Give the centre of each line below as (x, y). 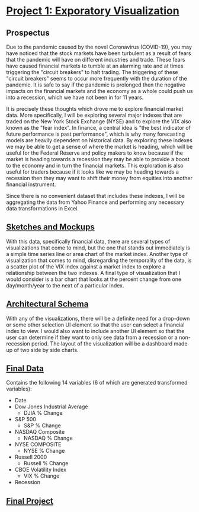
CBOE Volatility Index (41, 470)
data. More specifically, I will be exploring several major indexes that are (94, 115)
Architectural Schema (47, 304)
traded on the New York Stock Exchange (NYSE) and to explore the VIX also (99, 121)
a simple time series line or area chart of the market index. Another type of (97, 254)
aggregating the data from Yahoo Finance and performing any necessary (95, 202)
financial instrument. (31, 184)
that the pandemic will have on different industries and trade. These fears (96, 60)
